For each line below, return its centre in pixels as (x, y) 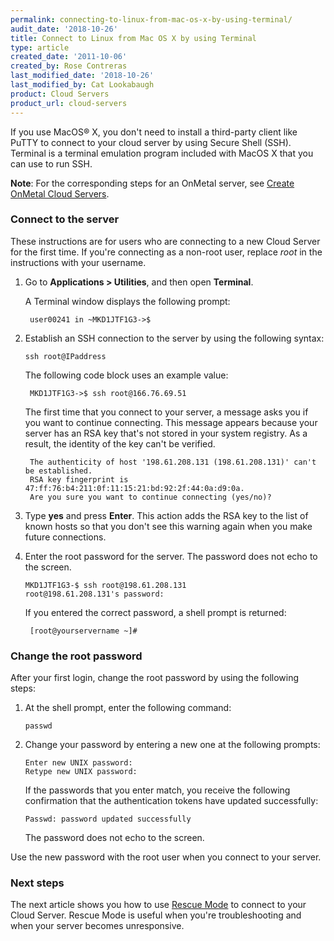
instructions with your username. (78, 262)
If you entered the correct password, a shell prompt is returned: (155, 612)
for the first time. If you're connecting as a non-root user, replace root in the (166, 252)
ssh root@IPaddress (65, 356)
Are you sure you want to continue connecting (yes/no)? (150, 497)
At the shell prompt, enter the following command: (128, 708)
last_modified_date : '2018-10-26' (82, 76)
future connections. (65, 537)
